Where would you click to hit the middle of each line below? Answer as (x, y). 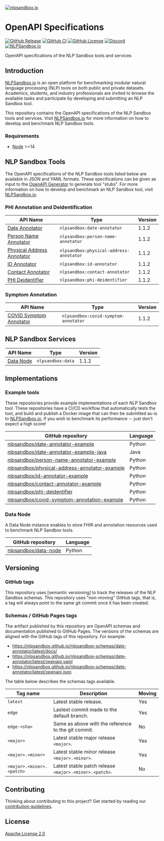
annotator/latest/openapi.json (42, 672)
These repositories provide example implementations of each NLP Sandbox (81, 403)
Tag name (28, 693)
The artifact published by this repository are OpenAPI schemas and (73, 626)
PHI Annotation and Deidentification (49, 207)
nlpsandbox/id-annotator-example (48, 476)
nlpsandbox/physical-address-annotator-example (66, 468)
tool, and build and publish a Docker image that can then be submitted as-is (81, 413)
